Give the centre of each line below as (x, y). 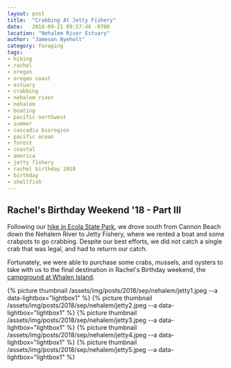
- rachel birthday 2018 (42, 169)
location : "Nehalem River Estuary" (59, 33)
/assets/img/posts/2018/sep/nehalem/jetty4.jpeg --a (82, 335)
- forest (20, 143)
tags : (15, 53)
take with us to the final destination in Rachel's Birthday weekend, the (106, 270)
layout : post (26, 14)
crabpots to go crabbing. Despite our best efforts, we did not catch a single (115, 241)
